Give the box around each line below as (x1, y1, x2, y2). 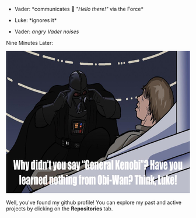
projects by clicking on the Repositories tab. (6, 205, 113, 212)
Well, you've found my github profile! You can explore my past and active (6, 199, 182, 206)
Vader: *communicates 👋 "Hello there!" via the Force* (14, 6, 144, 12)
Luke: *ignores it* (14, 17, 57, 23)
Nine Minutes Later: (6, 40, 54, 46)
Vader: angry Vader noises (14, 28, 79, 35)
